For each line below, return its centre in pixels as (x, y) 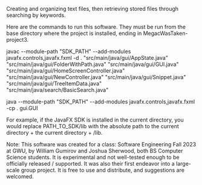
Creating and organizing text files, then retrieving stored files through (93, 9)
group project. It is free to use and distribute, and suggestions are (103, 170)
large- (184, 164)
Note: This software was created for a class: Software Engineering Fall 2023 (101, 144)
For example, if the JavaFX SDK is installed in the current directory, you (95, 120)
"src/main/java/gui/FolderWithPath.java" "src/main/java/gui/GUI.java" (93, 64)
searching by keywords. (36, 15)
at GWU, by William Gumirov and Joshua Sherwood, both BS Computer (95, 151)
